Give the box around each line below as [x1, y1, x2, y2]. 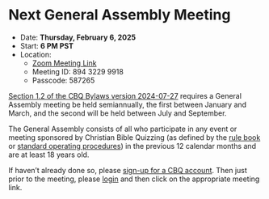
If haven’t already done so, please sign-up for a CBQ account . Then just [8, 165, 248, 175]
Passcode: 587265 [32, 75, 95, 85]
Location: [19, 49, 52, 59]
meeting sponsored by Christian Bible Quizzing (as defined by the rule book [8, 132, 261, 142]
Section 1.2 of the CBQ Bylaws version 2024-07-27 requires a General [8, 91, 242, 100]
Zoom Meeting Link [32, 58, 97, 68]
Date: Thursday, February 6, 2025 [19, 32, 137, 42]
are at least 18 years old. [8, 150, 90, 159]
